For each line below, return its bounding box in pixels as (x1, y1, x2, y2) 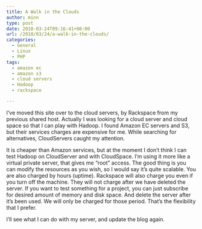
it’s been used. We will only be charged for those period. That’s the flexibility (6, 197, 196, 205)
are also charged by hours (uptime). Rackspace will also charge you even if (6, 172, 193, 179)
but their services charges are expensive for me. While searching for (6, 128, 177, 136)
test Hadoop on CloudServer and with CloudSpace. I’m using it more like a (6, 152, 191, 160)
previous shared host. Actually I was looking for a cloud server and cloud (6, 115, 188, 122)
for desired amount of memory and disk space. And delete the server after (6, 191, 191, 198)
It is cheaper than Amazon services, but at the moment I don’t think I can (6, 146, 187, 154)
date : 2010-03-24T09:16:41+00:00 (6, 25, 90, 32)
